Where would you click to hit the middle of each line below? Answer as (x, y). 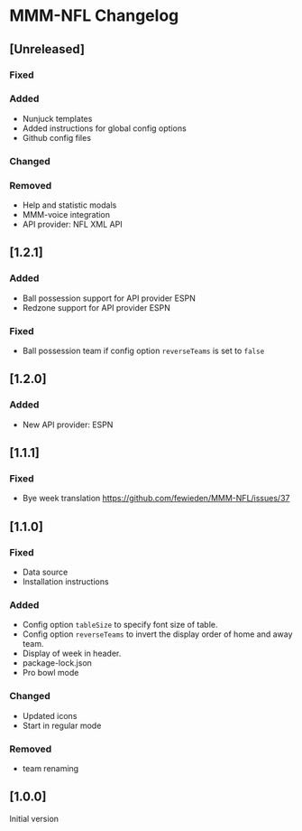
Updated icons (50, 715)
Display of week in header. (72, 654)
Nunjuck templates (57, 118)
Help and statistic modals (69, 205)
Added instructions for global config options (104, 128)
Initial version (34, 818)
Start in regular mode (62, 725)
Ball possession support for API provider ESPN (109, 298)
